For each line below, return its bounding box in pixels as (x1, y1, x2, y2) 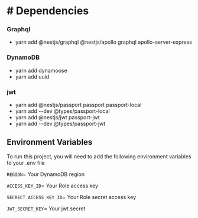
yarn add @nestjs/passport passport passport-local (15, 102, 142, 109)
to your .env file (7, 159, 45, 166)
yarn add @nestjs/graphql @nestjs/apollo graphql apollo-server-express (15, 38, 193, 45)
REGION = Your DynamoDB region (7, 170, 85, 178)
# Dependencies (7, 4, 89, 18)
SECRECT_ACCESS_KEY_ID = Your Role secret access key (7, 193, 137, 200)
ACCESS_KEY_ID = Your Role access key (7, 182, 99, 189)
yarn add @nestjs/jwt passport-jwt (15, 114, 100, 121)
